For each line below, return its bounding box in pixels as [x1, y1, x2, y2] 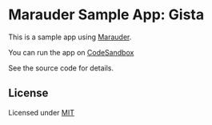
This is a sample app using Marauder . [8, 32, 132, 42]
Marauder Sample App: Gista [8, 6, 205, 24]
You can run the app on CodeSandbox [8, 47, 134, 57]
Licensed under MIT [8, 107, 74, 117]
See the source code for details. [8, 62, 114, 73]
